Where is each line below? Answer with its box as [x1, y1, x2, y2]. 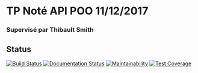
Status [6, 44, 32, 54]
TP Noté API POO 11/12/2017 [6, 4, 149, 18]
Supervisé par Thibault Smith [6, 26, 94, 34]
